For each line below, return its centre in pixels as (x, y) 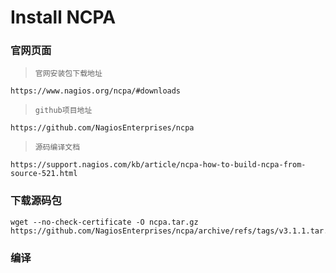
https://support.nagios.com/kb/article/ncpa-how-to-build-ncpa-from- (158, 165)
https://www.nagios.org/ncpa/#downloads (96, 91)
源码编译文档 (57, 147)
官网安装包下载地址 (68, 74)
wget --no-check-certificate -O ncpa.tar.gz (104, 222)
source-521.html (44, 174)
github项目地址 (63, 111)
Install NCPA (63, 17)
